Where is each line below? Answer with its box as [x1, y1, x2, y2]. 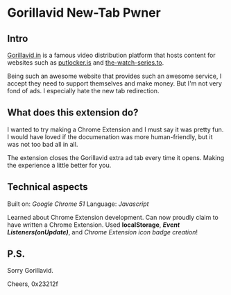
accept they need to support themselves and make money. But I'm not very [7, 79, 222, 88]
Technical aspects [7, 181, 88, 193]
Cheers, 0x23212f [7, 280, 59, 288]
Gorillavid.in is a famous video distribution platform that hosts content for [7, 51, 216, 59]
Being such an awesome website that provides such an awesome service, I [7, 72, 222, 80]
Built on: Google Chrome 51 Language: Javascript [7, 200, 149, 208]
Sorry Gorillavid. [7, 266, 54, 275]
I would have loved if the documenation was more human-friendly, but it [7, 132, 213, 141]
